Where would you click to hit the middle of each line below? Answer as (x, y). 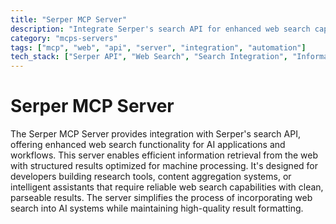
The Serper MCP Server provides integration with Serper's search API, (155, 134)
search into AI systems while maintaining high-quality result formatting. (157, 208)
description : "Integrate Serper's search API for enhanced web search (160, 29)
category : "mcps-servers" (64, 38)
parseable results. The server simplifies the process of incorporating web (161, 198)
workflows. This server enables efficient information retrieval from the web (164, 155)
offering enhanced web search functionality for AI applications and (148, 145)
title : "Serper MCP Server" (69, 19)
